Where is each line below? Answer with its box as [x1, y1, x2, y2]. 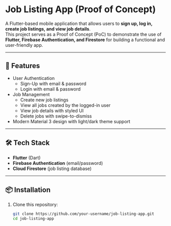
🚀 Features [5, 62, 40, 70]
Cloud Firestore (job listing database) [12, 165, 92, 172]
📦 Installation [5, 185, 51, 194]
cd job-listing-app [12, 216, 54, 221]
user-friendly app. [5, 42, 43, 48]
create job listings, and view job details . [5, 25, 91, 32]
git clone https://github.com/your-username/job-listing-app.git [12, 211, 154, 217]
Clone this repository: [12, 202, 58, 208]
